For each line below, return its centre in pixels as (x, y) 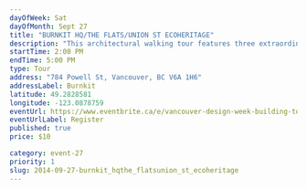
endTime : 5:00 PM (42, 60)
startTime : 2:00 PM (47, 52)
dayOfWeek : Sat (38, 18)
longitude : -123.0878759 (57, 103)
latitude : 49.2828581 (51, 94)
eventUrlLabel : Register (57, 120)
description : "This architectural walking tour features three (132, 43)
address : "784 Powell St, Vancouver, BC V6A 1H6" (106, 78)
